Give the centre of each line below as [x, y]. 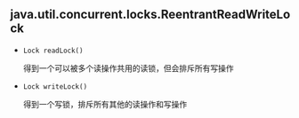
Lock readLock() [53, 51]
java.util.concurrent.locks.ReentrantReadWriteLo [150, 15]
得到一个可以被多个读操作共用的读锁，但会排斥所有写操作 [128, 68]
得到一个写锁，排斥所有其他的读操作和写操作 [105, 104]
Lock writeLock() [55, 87]
